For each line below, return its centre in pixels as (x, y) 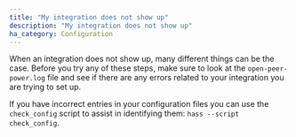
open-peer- (268, 69)
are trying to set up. (45, 87)
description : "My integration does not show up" (101, 26)
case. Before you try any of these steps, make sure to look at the (128, 68)
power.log (28, 79)
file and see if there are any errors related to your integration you (166, 78)
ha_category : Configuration (61, 34)
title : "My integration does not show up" (89, 17)
